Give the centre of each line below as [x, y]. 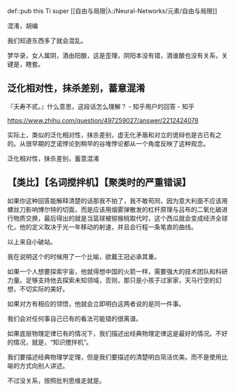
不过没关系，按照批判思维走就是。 [56, 381]
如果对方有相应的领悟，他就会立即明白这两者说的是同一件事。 [96, 304]
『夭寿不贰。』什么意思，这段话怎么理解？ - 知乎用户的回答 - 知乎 [101, 106]
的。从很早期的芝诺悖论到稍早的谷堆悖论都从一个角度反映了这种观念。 [108, 143]
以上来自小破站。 [32, 242]
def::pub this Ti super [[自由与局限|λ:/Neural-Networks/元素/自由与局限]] [112, 11]
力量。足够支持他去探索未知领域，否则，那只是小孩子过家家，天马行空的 [111, 280]
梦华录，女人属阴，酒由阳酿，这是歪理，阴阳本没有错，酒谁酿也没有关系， [114, 56]
